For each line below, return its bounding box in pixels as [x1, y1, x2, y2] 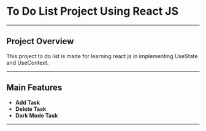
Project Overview [6, 36, 74, 47]
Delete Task [15, 105, 47, 113]
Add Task [15, 99, 40, 106]
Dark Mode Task [15, 111, 58, 119]
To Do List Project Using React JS [6, 4, 179, 18]
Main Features [6, 83, 63, 93]
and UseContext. [6, 59, 49, 66]
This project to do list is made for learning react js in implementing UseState [6, 52, 198, 59]
